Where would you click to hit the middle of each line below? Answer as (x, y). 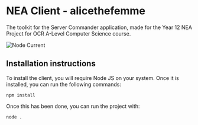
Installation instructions (51, 64)
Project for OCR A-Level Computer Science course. (69, 33)
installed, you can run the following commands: (64, 84)
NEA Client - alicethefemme (76, 11)
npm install (21, 95)
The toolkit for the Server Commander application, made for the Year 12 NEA (99, 27)
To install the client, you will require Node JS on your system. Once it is (92, 78)
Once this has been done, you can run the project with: (73, 106)
